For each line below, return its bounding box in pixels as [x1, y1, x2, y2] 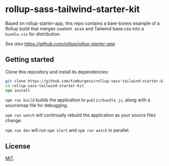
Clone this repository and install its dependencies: [5, 69, 109, 75]
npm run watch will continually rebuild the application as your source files [5, 112, 156, 118]
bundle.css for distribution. [5, 31, 61, 37]
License [5, 142, 31, 150]
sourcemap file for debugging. [5, 102, 68, 108]
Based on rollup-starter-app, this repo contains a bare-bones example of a [5, 20, 160, 26]
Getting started [5, 56, 54, 64]
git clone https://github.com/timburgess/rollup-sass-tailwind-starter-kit [5, 78, 167, 84]
